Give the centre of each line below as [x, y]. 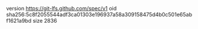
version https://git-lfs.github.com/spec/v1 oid [62, 8]
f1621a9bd [19, 21]
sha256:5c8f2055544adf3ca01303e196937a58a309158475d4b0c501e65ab [99, 14]
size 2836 [45, 21]
